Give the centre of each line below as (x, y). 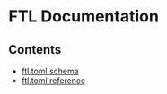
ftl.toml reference (53, 81)
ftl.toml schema (50, 71)
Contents (35, 50)
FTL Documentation (83, 17)
